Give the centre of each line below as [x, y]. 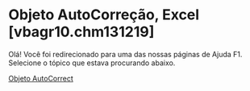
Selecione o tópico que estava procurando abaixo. [92, 63]
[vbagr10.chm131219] [81, 32]
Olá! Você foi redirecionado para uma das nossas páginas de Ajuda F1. [125, 54]
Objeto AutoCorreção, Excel [104, 15]
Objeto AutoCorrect [41, 78]
